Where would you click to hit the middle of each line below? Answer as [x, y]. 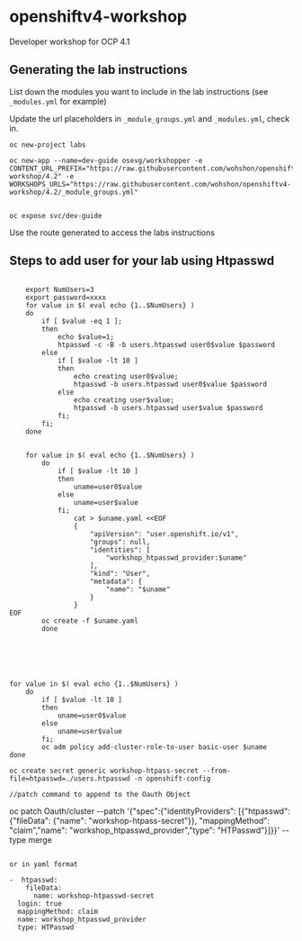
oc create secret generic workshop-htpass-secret [104, 771]
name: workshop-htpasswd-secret [93, 895]
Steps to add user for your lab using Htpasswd [142, 261]
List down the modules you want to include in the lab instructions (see [139, 91]
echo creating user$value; [124, 400]
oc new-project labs [48, 145]
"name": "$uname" [138, 589]
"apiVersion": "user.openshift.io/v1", [164, 534]
